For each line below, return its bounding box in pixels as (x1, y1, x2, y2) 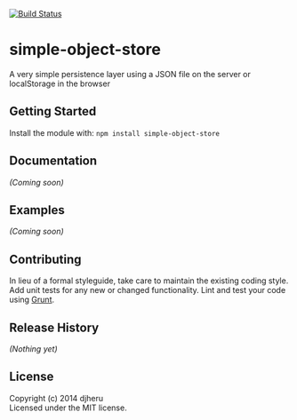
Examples (9, 202, 65, 218)
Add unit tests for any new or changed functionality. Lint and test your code (9, 285, 286, 296)
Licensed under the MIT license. (9, 402, 127, 413)
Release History (9, 320, 100, 335)
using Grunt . (9, 294, 55, 305)
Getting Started (9, 104, 97, 119)
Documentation (9, 154, 98, 169)
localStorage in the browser (9, 78, 111, 89)
